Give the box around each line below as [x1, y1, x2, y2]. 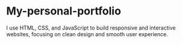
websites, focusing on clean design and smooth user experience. [6, 30, 168, 37]
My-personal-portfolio [6, 4, 122, 18]
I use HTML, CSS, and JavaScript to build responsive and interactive [6, 24, 176, 31]
